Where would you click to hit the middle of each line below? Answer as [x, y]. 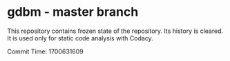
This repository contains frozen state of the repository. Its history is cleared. [115, 31]
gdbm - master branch [73, 12]
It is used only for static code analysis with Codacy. [80, 38]
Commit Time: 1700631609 [46, 51]
